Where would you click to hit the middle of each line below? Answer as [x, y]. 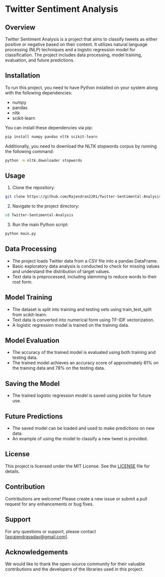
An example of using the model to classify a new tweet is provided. [80, 439]
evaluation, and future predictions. [40, 60]
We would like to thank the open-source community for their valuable [75, 564]
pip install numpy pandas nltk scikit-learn [51, 137]
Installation [23, 76]
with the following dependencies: [39, 93]
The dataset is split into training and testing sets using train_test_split [82, 309]
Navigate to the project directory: [46, 206]
